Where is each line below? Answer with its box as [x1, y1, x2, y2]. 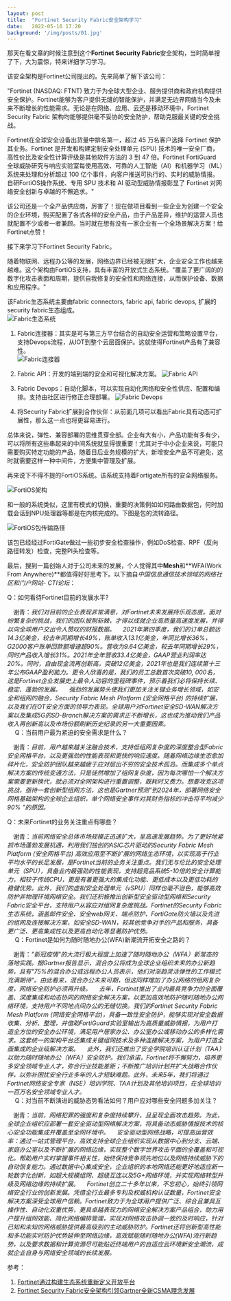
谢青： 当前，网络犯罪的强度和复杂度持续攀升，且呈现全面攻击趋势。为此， [12, 1111, 223, 1119]
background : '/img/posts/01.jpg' [7, 29, 103, 36]
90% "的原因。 [7, 803, 49, 812]
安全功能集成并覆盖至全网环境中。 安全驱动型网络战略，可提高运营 [12, 1128, 207, 1137]
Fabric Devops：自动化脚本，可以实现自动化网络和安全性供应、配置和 [16, 385, 215, 393]
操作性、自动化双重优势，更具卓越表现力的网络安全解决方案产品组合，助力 [7, 1205, 217, 1214]
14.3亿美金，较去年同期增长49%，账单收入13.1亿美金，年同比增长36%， [7, 634, 211, 642]
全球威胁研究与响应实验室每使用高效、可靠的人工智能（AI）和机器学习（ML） [7, 162, 223, 170]
